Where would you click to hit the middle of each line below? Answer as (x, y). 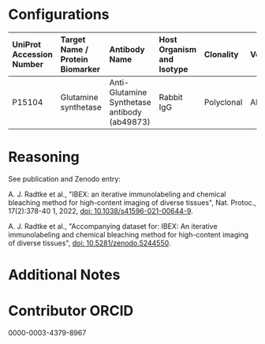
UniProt (27, 44)
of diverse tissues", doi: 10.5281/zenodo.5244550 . (90, 243)
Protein (74, 59)
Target (73, 39)
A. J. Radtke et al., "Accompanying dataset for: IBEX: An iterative (113, 226)
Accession (32, 54)
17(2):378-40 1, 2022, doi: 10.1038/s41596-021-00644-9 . (101, 211)
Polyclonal (223, 102)
